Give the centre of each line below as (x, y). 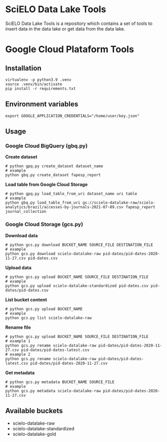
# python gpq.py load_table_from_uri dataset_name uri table (71, 194)
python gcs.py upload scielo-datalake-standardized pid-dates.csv (77, 286)
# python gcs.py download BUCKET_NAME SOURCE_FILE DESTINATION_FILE (79, 245)
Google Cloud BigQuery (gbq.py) (46, 146)
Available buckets (34, 411)
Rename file (18, 327)
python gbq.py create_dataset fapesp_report (53, 175)
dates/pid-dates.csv (27, 290)
